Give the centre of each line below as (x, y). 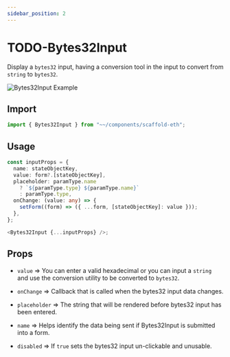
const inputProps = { (38, 163)
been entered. (37, 312)
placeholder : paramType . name (55, 181)
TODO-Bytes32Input (67, 47)
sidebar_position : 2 (37, 13)
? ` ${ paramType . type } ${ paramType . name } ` (79, 188)
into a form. (33, 332)
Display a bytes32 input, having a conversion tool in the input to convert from (115, 67)
